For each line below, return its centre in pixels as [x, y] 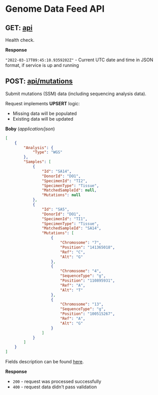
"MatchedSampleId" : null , [69, 190]
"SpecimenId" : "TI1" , [64, 219]
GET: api [19, 28]
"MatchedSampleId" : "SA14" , [71, 228]
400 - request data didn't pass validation [55, 387]
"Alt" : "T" [71, 290]
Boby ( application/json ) [30, 129]
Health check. [20, 40]
